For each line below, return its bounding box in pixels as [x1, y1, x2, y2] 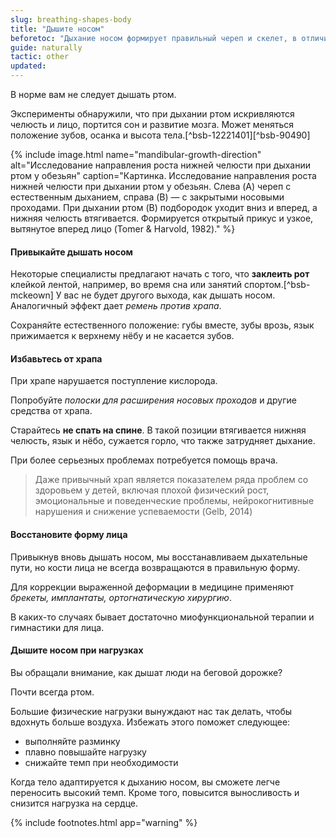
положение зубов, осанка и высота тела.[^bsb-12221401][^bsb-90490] [10, 129, 311, 141]
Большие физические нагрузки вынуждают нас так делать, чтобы [10, 705, 293, 717]
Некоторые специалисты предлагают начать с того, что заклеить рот [10, 268, 310, 280]
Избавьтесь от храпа [10, 352, 103, 365]
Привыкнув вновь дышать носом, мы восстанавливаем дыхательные [10, 551, 308, 563]
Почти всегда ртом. [10, 686, 95, 698]
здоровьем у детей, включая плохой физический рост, [34, 484, 270, 496]
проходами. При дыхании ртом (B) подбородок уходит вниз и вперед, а [10, 202, 318, 213]
